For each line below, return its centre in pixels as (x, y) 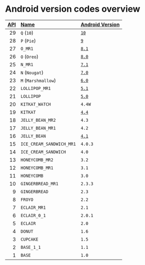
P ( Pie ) (28, 41)
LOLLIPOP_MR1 (36, 88)
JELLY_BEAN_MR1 (38, 128)
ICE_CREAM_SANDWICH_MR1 (48, 144)
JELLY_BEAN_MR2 (38, 120)
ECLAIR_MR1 (33, 207)
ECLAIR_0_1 (33, 215)
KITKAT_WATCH (36, 104)
